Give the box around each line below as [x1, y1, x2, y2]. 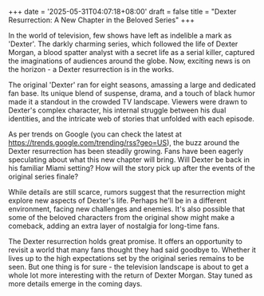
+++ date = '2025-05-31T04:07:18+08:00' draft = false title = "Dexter [8, 7, 237, 16]
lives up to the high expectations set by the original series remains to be [8, 254, 245, 262]
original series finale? [8, 172, 78, 181]
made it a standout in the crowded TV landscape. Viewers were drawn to [8, 97, 248, 106]
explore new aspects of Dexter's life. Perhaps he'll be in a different [8, 195, 227, 205]
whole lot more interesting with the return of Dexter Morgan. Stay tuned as [8, 270, 253, 280]
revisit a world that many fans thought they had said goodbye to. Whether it [8, 245, 257, 255]
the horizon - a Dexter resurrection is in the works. [8, 65, 175, 74]
